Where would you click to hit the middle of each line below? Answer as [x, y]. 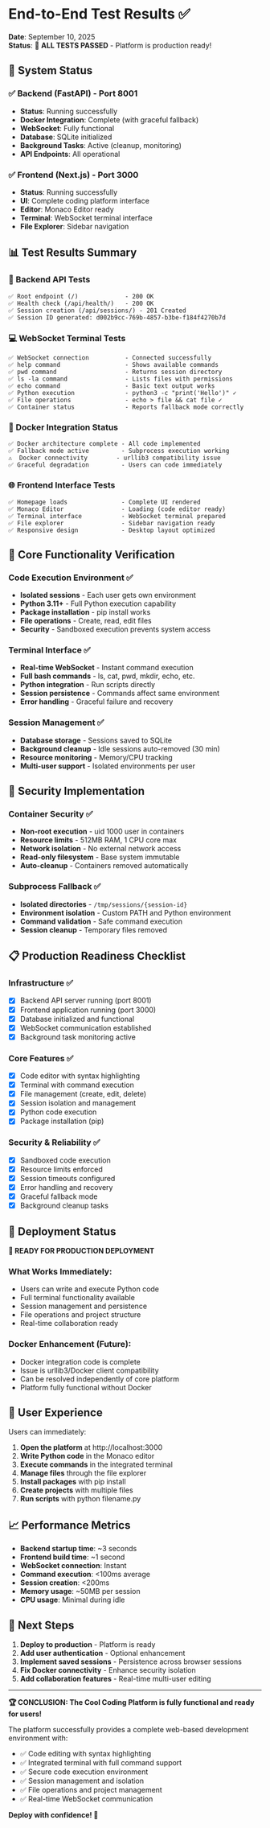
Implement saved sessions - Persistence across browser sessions [131, 1661]
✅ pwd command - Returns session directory [115, 372]
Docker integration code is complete [80, 1361]
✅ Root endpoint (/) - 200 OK [81, 296]
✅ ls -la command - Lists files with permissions [121, 379]
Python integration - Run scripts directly [87, 685]
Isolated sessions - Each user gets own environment [108, 595]
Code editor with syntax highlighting [80, 1076]
